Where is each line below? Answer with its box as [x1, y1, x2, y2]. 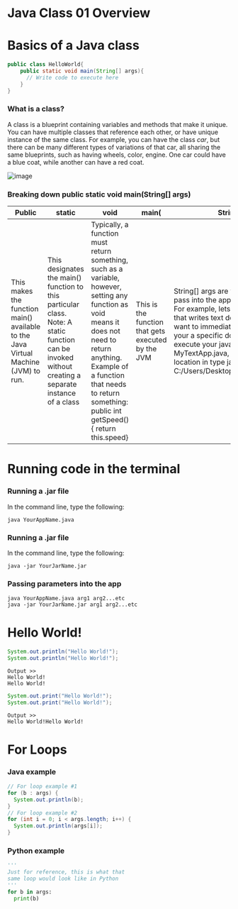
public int [91, 406, 122, 416]
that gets [135, 326, 166, 336]
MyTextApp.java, [173, 348, 229, 358]
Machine [11, 357, 40, 367]
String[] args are [173, 286, 229, 296]
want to [173, 321, 199, 331]
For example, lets [173, 304, 231, 314]
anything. [91, 353, 123, 363]
